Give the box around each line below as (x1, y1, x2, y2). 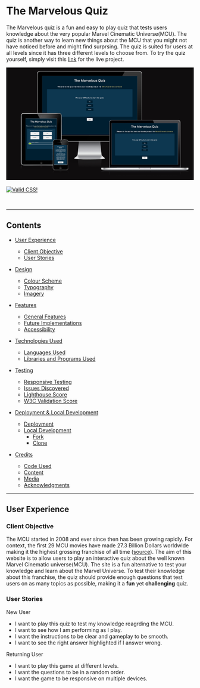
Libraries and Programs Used (23, 355, 96, 362)
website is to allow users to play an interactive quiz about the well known (6, 554, 185, 562)
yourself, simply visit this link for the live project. (6, 55, 124, 63)
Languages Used (23, 349, 65, 356)
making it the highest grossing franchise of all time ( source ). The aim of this (6, 548, 192, 556)
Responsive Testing (23, 378, 72, 385)
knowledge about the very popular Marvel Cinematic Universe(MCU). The (6, 30, 187, 37)
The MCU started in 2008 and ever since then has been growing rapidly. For (6, 535, 193, 543)
